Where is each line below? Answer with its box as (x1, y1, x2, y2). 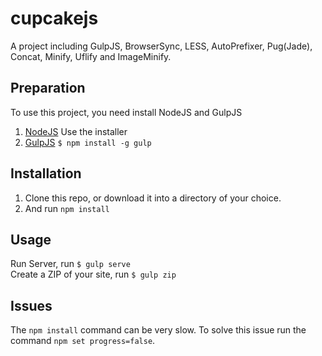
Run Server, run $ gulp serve (10, 258, 131, 270)
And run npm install (24, 202, 110, 214)
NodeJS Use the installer (24, 125, 128, 137)
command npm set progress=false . (10, 335, 156, 347)
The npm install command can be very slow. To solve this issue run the (10, 324, 307, 336)
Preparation (10, 80, 86, 97)
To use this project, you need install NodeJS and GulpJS (10, 106, 243, 118)
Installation (10, 165, 82, 182)
